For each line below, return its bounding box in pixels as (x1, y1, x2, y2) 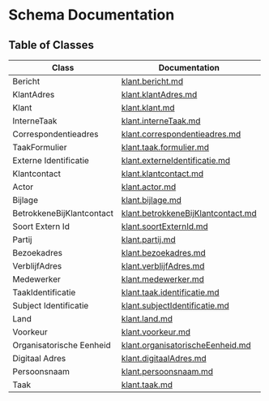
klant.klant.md (121, 102, 175, 113)
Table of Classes (8, 38, 95, 52)
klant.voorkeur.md (121, 326, 191, 338)
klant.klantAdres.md (121, 89, 198, 100)
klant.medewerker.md (121, 274, 205, 285)
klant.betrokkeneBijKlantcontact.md (121, 208, 257, 218)
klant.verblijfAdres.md (121, 261, 205, 271)
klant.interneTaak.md (121, 115, 201, 127)
